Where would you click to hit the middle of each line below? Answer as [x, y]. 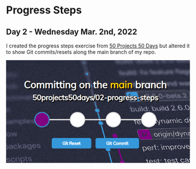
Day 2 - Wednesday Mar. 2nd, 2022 [72, 32]
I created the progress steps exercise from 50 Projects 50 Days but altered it [98, 46]
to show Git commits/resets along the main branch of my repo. [81, 52]
